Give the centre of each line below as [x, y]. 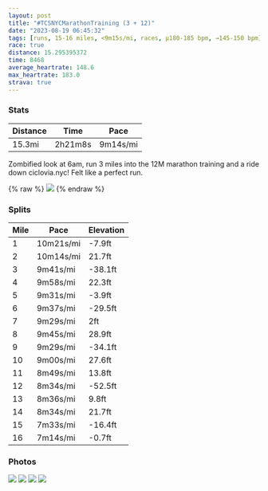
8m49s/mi [56, 373]
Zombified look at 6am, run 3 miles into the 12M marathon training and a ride [134, 163]
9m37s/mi [56, 308]
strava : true [30, 82]
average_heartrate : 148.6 [51, 68]
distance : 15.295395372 [48, 53]
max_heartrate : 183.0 [44, 75]
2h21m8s [73, 144]
